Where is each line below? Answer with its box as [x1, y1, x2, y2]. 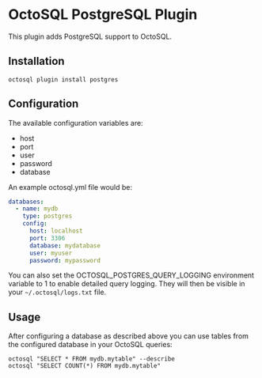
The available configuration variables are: [8, 118, 144, 127]
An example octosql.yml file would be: [8, 182, 133, 191]
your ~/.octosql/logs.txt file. [8, 287, 107, 297]
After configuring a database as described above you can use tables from [8, 331, 249, 341]
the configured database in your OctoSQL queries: [8, 340, 173, 350]
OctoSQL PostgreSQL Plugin [8, 6, 198, 24]
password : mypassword [28, 256, 101, 264]
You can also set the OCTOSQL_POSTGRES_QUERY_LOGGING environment [8, 270, 255, 280]
